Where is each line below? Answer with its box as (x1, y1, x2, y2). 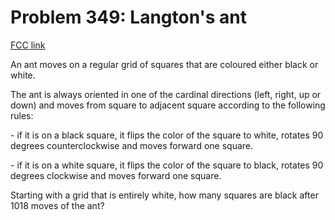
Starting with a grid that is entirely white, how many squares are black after (10, 189, 319, 201)
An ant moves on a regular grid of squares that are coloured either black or (10, 58, 319, 70)
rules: (10, 109, 34, 121)
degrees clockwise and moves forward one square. (10, 169, 222, 181)
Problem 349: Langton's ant (10, 6, 248, 29)
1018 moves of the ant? (10, 199, 105, 211)
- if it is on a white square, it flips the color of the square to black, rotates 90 (10, 159, 324, 171)
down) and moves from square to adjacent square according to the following (10, 99, 326, 111)
